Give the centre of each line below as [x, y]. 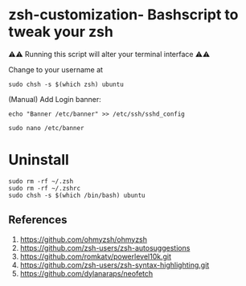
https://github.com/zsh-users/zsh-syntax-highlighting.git [115, 265]
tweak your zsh [61, 32]
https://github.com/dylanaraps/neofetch [86, 273]
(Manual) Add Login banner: [55, 99]
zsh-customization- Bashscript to [123, 15]
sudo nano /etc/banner [46, 128]
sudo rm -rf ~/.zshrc [45, 188]
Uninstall [39, 160]
